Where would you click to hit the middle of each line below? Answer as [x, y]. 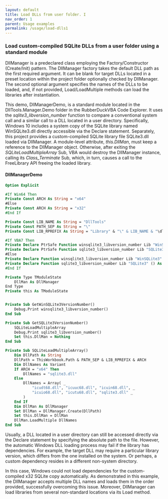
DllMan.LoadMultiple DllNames [46, 420]
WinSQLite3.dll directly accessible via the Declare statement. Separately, [80, 131]
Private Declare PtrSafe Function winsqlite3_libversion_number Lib [78, 245]
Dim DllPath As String [38, 355]
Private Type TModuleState [33, 277]
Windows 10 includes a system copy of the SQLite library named [71, 126]
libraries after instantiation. [33, 95]
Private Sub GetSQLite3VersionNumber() [47, 323]
